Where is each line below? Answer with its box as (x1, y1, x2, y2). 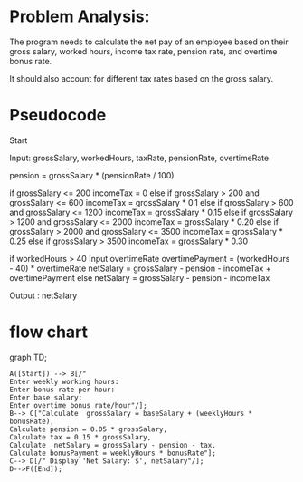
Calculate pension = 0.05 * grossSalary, (9, 424, 168, 434)
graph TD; (9, 352, 47, 362)
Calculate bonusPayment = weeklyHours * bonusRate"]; (9, 448, 217, 458)
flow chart (9, 322, 89, 342)
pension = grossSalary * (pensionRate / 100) (9, 169, 175, 180)
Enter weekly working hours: (9, 377, 119, 386)
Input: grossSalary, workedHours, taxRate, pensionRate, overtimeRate (9, 152, 270, 163)
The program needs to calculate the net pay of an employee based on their (9, 36, 289, 47)
